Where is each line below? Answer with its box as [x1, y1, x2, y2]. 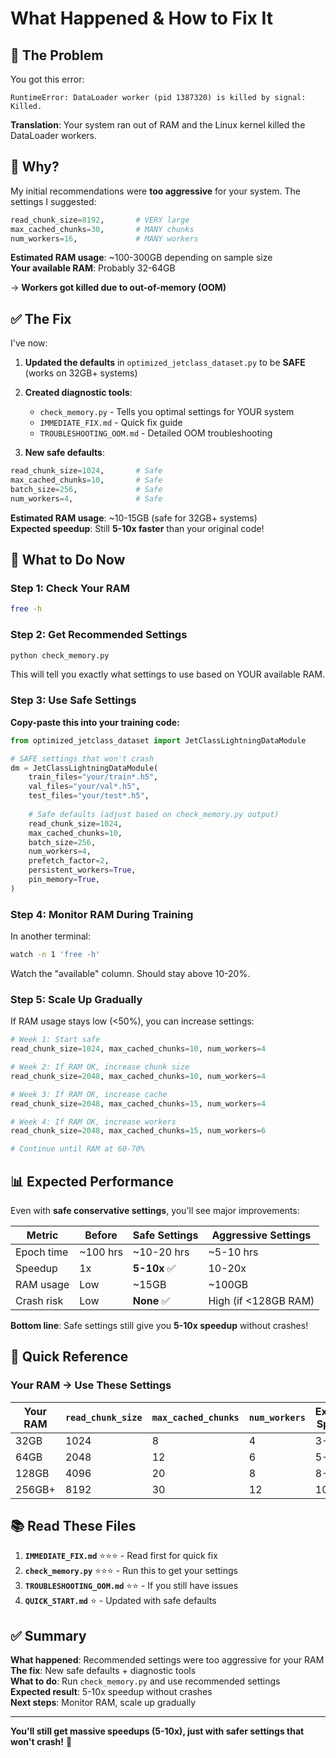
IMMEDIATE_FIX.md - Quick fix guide [39, 417, 183, 429]
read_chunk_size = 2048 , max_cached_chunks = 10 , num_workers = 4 [10, 1071, 267, 1081]
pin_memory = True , [28, 875, 101, 885]
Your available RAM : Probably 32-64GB [10, 262, 176, 274]
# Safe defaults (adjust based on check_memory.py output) [28, 809, 280, 819]
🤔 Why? [10, 158, 60, 176]
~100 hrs [79, 1245, 123, 1259]
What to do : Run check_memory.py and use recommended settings [10, 1675, 281, 1687]
